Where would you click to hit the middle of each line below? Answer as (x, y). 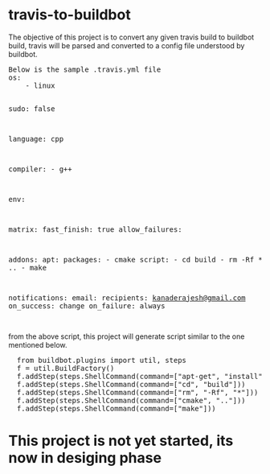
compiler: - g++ (40, 169)
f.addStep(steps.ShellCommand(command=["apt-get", (119, 376)
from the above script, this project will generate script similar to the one (127, 336)
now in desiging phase (85, 458)
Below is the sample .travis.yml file (85, 69)
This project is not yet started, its (121, 441)
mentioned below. (38, 344)
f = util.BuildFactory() (65, 368)
